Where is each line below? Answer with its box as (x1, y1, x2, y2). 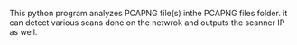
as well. (9, 27, 38, 37)
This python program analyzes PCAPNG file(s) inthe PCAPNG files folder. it (9, 8, 288, 18)
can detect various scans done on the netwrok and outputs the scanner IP (9, 17, 285, 28)
